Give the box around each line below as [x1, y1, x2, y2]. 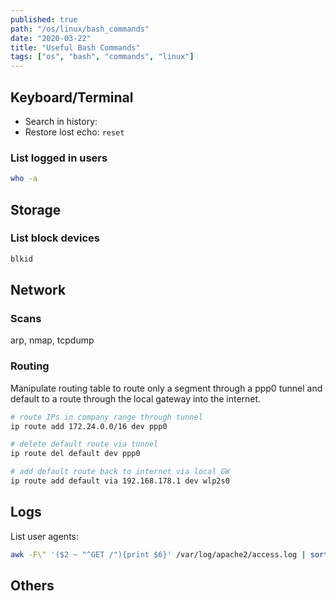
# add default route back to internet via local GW [10, 467, 230, 477]
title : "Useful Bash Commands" [10, 42, 141, 53]
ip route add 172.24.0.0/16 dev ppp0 [10, 421, 168, 431]
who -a [10, 174, 38, 184]
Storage [10, 201, 62, 218]
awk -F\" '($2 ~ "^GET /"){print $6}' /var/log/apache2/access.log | [10, 549, 307, 560]
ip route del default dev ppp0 [10, 449, 141, 459]
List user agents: [10, 530, 79, 542]
